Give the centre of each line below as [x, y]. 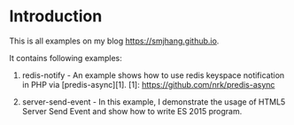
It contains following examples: [66, 58]
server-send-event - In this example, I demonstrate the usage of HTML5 [154, 102]
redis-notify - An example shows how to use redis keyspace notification [153, 75]
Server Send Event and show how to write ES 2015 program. [132, 111]
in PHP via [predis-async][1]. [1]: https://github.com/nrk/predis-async [148, 84]
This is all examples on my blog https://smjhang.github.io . [114, 41]
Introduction [56, 16]
